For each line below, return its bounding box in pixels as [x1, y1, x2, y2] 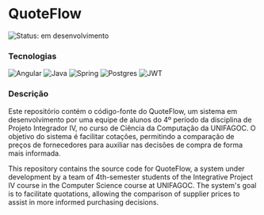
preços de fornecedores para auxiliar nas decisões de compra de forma [8, 140, 243, 149]
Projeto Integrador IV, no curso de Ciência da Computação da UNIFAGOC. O [8, 123, 256, 133]
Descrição [8, 89, 49, 100]
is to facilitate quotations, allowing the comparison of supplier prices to [8, 189, 240, 198]
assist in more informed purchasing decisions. [8, 197, 159, 206]
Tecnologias [8, 51, 57, 62]
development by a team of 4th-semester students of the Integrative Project [8, 172, 254, 182]
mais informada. [8, 148, 61, 158]
